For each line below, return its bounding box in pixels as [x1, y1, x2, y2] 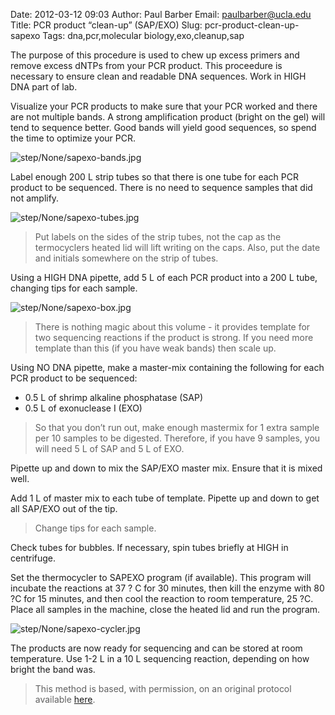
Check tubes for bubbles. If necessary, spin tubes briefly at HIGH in [10, 542, 289, 553]
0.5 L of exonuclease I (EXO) [24, 402, 143, 414]
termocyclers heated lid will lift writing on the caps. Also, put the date [34, 242, 321, 253]
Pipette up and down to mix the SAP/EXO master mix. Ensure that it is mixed [10, 462, 323, 474]
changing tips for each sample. [10, 282, 138, 294]
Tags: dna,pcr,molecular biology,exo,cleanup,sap [42, 30, 245, 41]
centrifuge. [10, 552, 57, 564]
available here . [34, 694, 96, 705]
